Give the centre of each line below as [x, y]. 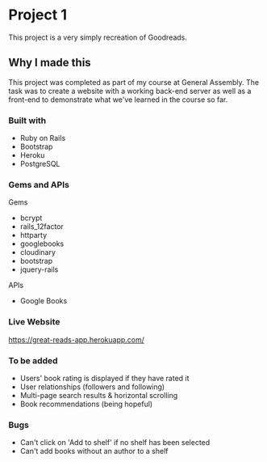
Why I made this [50, 63]
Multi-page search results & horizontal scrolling [99, 395]
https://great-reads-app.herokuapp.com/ [77, 339]
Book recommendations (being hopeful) [86, 404]
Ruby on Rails [43, 138]
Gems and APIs [39, 184]
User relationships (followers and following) [92, 387]
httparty [33, 235]
